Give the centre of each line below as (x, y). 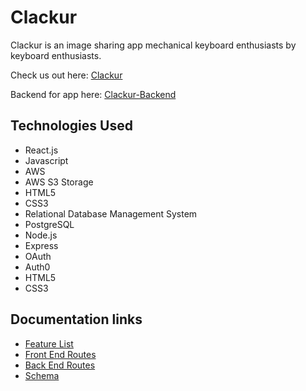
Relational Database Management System (111, 213)
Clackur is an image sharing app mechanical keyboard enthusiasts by (153, 45)
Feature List (49, 343)
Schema (42, 375)
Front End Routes (60, 354)
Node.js (41, 235)
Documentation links (76, 319)
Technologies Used (71, 126)
